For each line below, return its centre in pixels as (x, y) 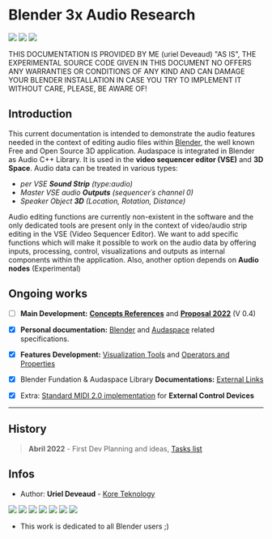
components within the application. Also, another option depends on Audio (134, 259)
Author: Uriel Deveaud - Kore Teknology (87, 494)
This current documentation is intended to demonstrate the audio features (132, 133)
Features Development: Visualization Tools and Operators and (125, 354)
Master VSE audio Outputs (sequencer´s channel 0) (107, 192)
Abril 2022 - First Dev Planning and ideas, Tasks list (115, 448)
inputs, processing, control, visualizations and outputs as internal (117, 251)
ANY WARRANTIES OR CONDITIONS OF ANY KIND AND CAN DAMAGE (127, 71)
